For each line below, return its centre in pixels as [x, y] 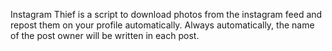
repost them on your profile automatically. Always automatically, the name [162, 25]
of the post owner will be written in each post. [105, 35]
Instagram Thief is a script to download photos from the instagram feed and [166, 14]
